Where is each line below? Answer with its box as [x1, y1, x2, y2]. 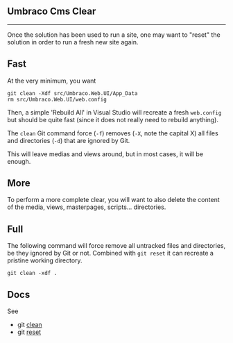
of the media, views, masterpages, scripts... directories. [7, 203, 166, 211]
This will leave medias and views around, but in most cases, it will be [7, 149, 203, 158]
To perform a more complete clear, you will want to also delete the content [7, 196, 220, 204]
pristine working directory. [7, 256, 83, 265]
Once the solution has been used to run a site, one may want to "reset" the [7, 31, 221, 39]
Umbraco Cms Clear [7, 6, 96, 17]
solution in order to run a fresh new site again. [7, 37, 139, 46]
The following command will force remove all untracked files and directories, [7, 242, 226, 250]
